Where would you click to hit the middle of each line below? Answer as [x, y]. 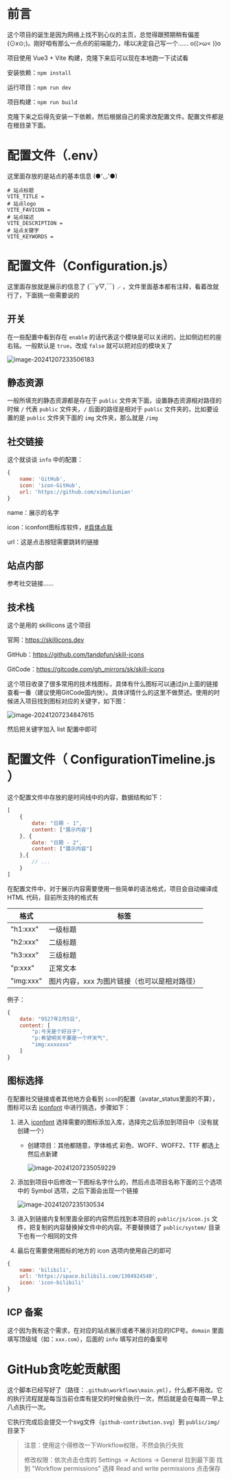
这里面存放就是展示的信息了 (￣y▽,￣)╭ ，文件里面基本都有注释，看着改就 [113, 286]
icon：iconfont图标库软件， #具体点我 [60, 527]
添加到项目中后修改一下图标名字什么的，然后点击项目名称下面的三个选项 [119, 1182]
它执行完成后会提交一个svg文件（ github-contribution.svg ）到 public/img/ [113, 1422]
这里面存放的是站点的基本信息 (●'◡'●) [63, 176]
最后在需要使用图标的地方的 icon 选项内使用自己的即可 [94, 1251]
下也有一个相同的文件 [47, 1235]
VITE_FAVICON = [29, 210]
